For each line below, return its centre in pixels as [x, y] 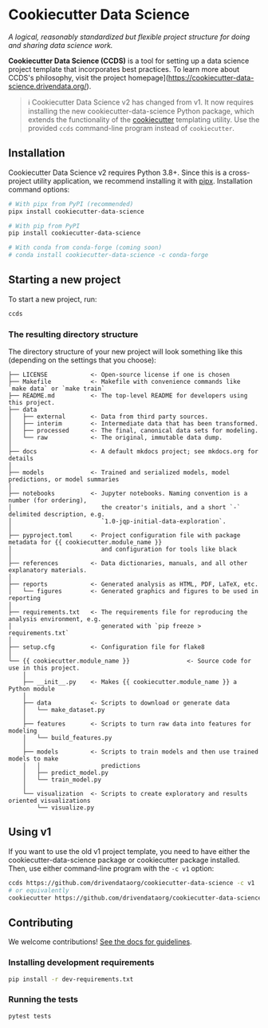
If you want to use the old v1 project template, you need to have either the [129, 851]
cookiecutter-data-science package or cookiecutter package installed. [124, 860]
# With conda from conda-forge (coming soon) [85, 248]
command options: [39, 189]
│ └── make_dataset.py [64, 710]
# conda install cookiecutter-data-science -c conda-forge [108, 255]
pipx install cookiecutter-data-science [77, 212]
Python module [32, 689]
